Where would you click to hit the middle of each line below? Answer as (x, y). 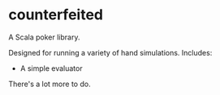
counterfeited (56, 15)
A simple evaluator (51, 68)
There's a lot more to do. (50, 84)
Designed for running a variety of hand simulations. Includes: (110, 52)
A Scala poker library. (44, 37)
